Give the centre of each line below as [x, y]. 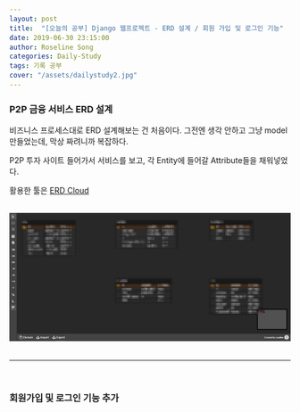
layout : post [33, 19]
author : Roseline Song [51, 47]
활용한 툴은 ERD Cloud [49, 191]
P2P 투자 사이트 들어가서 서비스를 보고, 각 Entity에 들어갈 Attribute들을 [133, 161]
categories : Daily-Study [55, 57]
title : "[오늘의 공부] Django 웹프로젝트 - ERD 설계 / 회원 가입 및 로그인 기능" [146, 28]
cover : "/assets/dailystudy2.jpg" [74, 76]
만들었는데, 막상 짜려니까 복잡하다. [69, 142]
